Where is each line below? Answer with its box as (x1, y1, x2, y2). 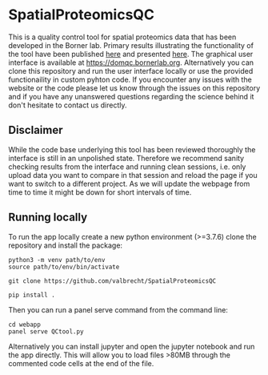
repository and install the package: (8, 240, 122, 250)
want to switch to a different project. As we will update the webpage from (8, 179, 250, 188)
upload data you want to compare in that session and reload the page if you (8, 170, 258, 179)
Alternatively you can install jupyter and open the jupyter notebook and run (8, 341, 255, 351)
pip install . (8, 291, 56, 299)
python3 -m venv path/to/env (8, 256, 106, 264)
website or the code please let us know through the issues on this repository (8, 83, 261, 93)
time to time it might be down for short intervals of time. (8, 187, 192, 197)
